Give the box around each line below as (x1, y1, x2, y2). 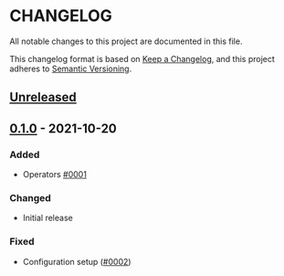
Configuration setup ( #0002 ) (22, 256, 131, 267)
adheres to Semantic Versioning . (9, 63, 132, 74)
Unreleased (9, 90, 78, 105)
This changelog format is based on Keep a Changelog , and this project (9, 53, 276, 64)
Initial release (22, 212, 73, 224)
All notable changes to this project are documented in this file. (9, 36, 243, 47)
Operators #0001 (22, 169, 87, 180)
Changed (9, 191, 52, 204)
